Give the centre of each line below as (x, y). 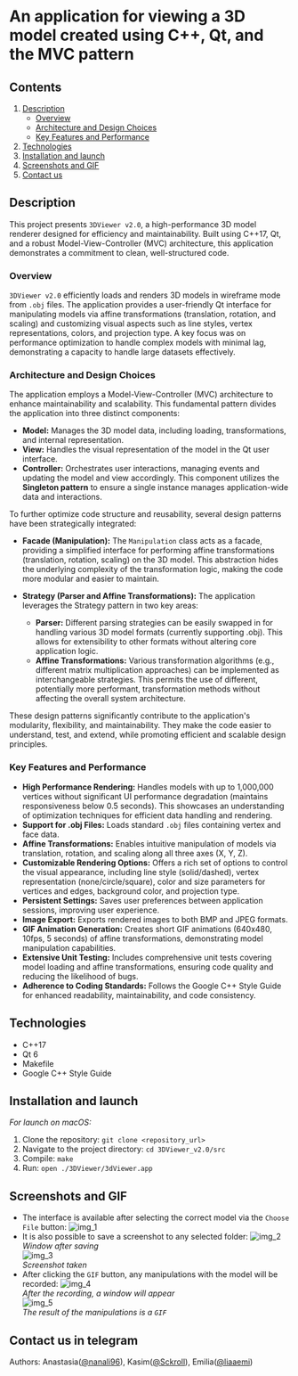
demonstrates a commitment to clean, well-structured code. (119, 252)
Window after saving (60, 1246)
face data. (40, 834)
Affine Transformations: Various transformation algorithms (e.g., (155, 660)
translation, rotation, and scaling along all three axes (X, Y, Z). (135, 853)
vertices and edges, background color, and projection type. (131, 891)
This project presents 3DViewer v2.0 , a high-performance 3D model (133, 224)
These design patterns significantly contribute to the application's (130, 716)
